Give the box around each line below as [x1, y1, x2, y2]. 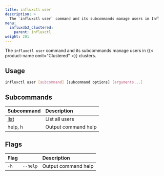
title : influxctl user [5, 7, 51, 12]
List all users [45, 116, 74, 123]
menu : [5, 20, 16, 26]
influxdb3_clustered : [9, 25, 54, 30]
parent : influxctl [14, 30, 51, 35]
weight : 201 [5, 35, 29, 39]
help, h [7, 123, 23, 130]
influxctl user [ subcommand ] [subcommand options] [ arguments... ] [5, 80, 143, 85]
